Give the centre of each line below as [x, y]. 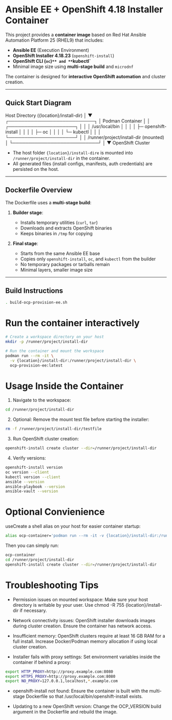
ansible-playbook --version [35, 487]
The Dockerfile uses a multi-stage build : [48, 202]
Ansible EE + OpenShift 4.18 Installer [84, 10]
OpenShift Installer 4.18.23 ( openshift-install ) [63, 56]
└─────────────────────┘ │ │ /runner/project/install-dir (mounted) [85, 137]
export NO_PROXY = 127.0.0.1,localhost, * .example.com [61, 681]
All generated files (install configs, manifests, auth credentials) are [82, 164]
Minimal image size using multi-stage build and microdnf [73, 66]
